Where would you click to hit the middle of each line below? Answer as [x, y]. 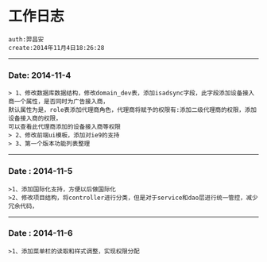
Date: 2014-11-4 [40, 75]
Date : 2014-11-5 [41, 171]
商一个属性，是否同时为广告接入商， [59, 102]
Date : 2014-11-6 [41, 233]
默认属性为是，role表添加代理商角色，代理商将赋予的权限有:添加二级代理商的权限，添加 [132, 110]
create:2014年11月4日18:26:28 [56, 48]
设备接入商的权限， [35, 119]
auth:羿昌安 [26, 39]
